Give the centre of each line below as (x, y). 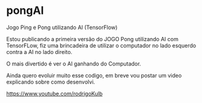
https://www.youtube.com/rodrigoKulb (55, 93)
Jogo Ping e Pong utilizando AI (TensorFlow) (62, 27)
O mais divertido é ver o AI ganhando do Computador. (74, 64)
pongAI (25, 11)
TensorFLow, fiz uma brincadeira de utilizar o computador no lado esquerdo (101, 45)
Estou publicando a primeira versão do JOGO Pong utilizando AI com (93, 39)
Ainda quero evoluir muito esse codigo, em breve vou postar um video (94, 75)
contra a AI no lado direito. (39, 51)
